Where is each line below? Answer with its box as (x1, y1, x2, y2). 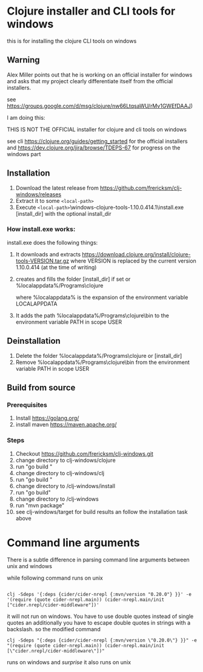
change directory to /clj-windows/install (15, 482, 116, 490)
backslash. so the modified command (7, 625, 101, 633)
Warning (7, 55, 40, 65)
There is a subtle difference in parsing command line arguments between (7, 556, 190, 563)
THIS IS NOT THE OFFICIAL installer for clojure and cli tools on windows (7, 126, 187, 133)
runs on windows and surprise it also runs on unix (7, 658, 131, 666)
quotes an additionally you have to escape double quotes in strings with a (7, 619, 191, 626)
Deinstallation (7, 336, 61, 346)
